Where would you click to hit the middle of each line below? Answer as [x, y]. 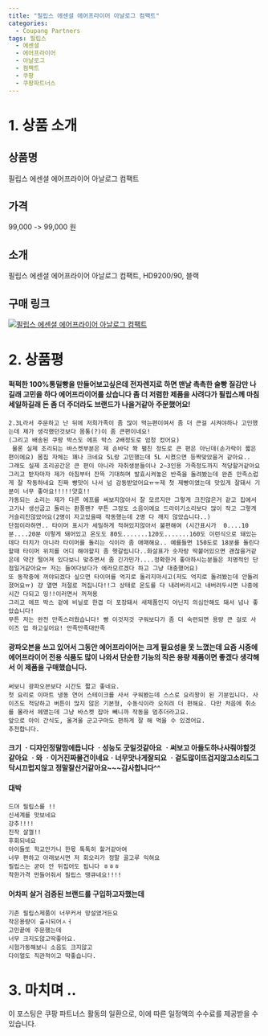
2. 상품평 [36, 360]
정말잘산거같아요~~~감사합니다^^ [108, 768]
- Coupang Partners [48, 31]
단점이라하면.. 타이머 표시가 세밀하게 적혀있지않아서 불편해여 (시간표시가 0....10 [128, 526]
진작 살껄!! [25, 832]
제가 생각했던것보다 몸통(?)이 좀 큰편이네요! [87, 432]
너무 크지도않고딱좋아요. [42, 939]
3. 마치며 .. [43, 990]
